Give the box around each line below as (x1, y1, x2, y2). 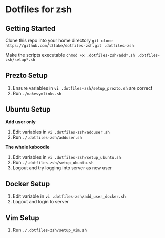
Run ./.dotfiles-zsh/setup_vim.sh (12, 227, 87, 233)
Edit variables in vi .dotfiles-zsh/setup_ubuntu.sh (12, 154, 121, 160)
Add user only (5, 119, 36, 125)
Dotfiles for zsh (5, 4, 72, 15)
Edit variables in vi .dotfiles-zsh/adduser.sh (12, 128, 110, 135)
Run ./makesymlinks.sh (12, 90, 61, 96)
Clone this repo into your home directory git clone (5, 37, 113, 44)
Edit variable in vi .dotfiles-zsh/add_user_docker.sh (12, 193, 126, 199)
